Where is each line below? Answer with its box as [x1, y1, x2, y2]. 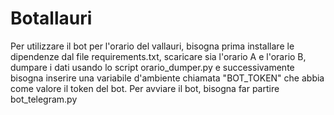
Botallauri [10, 7, 93, 30]
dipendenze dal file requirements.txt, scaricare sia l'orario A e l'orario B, [10, 50, 307, 62]
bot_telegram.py [10, 93, 78, 105]
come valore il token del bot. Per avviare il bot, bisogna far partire [10, 82, 280, 94]
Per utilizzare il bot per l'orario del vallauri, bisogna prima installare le [10, 40, 295, 52]
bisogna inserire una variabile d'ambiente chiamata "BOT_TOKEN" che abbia [10, 72, 325, 84]
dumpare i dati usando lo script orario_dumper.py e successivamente [10, 61, 295, 73]
